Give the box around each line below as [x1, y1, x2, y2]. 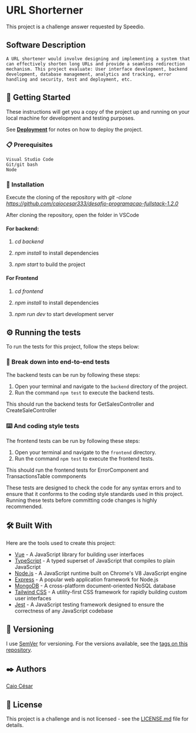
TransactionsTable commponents [6, 472, 87, 479]
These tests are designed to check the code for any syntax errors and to [6, 484, 181, 491]
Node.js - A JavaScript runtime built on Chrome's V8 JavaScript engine [14, 570, 187, 577]
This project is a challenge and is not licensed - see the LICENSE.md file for [6, 715, 189, 722]
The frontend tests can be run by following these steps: [6, 437, 140, 444]
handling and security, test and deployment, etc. [6, 76, 133, 83]
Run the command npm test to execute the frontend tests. [14, 455, 154, 462]
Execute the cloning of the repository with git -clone [6, 194, 132, 201]
